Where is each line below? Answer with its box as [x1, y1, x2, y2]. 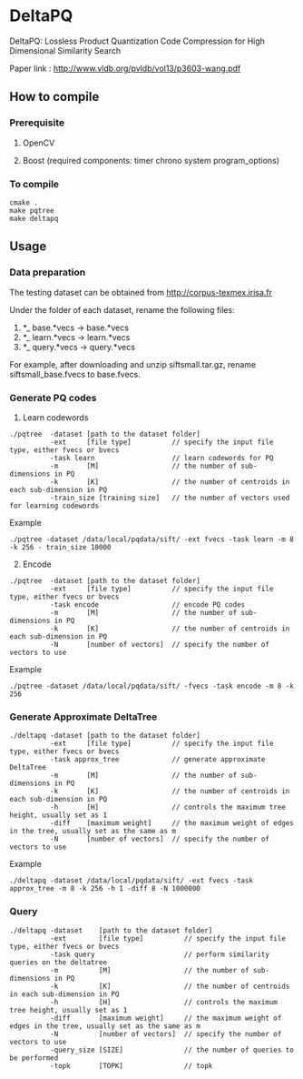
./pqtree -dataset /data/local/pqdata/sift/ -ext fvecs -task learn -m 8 [9, 534, 295, 544]
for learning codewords [9, 501, 100, 510]
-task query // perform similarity [49, 950, 270, 959]
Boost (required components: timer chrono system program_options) [22, 155, 279, 166]
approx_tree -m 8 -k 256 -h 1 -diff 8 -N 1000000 [9, 884, 201, 893]
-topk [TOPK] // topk [49, 1061, 213, 1070]
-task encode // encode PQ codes [49, 600, 246, 610]
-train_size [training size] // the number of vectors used [49, 493, 290, 502]
